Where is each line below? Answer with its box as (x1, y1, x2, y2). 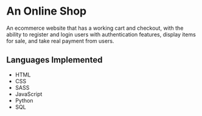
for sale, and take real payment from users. (6, 37, 114, 44)
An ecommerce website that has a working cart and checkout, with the (6, 24, 184, 32)
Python (15, 97, 33, 104)
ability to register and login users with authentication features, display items (6, 30, 196, 38)
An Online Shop (6, 4, 87, 18)
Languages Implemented (6, 55, 103, 65)
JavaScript (15, 90, 43, 98)
